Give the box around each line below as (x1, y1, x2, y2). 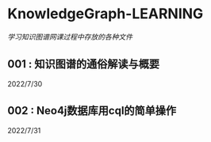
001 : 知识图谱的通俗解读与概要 (7, 57, 160, 71)
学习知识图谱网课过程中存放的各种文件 (7, 32, 132, 41)
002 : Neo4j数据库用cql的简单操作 (7, 104, 177, 117)
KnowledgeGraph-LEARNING (7, 5, 204, 23)
